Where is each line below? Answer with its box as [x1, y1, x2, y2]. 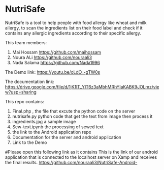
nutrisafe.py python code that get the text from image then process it [12, 113, 153, 119]
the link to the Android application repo [12, 129, 92, 135]
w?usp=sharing [5, 89, 37, 95]
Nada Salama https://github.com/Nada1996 [12, 59, 100, 65]
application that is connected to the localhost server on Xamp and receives [5, 154, 157, 160]
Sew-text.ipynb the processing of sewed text [12, 124, 104, 130]
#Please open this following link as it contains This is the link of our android [5, 149, 158, 155]
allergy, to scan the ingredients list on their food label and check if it [5, 25, 143, 30]
